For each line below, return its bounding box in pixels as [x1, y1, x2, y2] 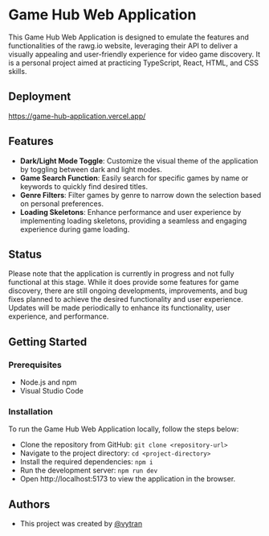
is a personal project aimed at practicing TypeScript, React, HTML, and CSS [8, 58, 259, 68]
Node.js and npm [19, 377, 77, 387]
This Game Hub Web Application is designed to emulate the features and [8, 32, 249, 42]
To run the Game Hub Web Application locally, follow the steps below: [8, 424, 239, 434]
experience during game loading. [19, 224, 130, 234]
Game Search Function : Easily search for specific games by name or [19, 173, 249, 183]
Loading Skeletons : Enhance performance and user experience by [19, 207, 242, 216]
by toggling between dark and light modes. [19, 164, 162, 174]
